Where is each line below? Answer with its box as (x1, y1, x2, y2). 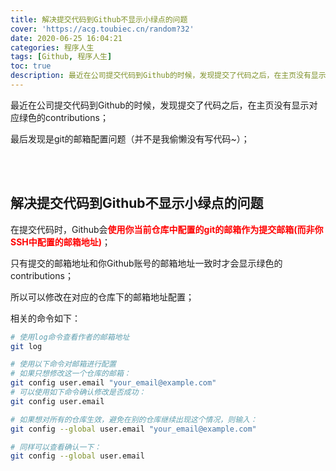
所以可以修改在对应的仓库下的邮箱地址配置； (10, 291, 195, 303)
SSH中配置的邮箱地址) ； (10, 236, 112, 248)
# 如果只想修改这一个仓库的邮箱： (10, 369, 132, 379)
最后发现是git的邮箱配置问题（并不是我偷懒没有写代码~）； (10, 132, 250, 145)
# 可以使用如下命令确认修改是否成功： (10, 387, 147, 398)
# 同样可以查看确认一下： (10, 442, 102, 452)
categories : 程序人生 (10, 42, 95, 53)
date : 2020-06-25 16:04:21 (10, 33, 123, 43)
